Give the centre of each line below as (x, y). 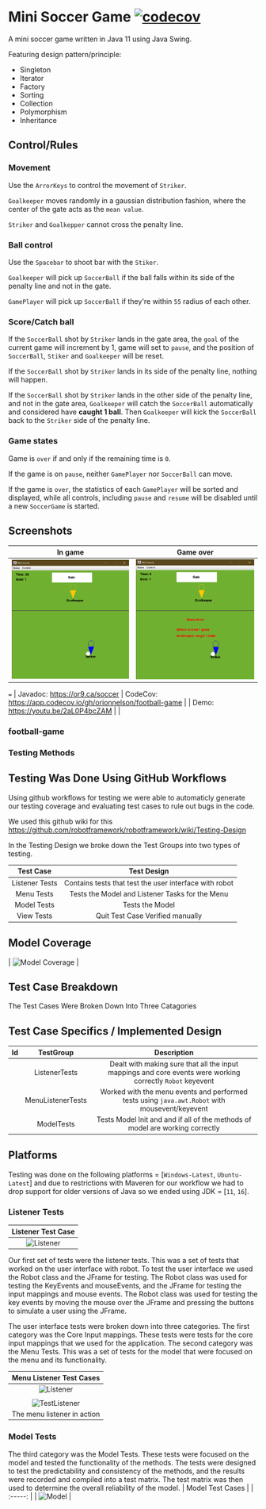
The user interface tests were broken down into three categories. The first (129, 1327)
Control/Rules (43, 146)
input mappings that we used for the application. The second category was (131, 1343)
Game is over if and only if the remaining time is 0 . (89, 458)
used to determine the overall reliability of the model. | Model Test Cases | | (131, 1488)
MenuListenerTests (56, 1100)
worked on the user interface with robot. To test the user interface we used (131, 1269)
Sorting (32, 94)
